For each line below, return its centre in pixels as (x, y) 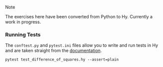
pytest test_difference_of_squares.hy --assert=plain (62, 60)
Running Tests (23, 34)
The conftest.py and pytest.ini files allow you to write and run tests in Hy (81, 45)
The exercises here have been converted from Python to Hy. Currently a (79, 17)
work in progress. (23, 22)
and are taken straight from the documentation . (53, 51)
